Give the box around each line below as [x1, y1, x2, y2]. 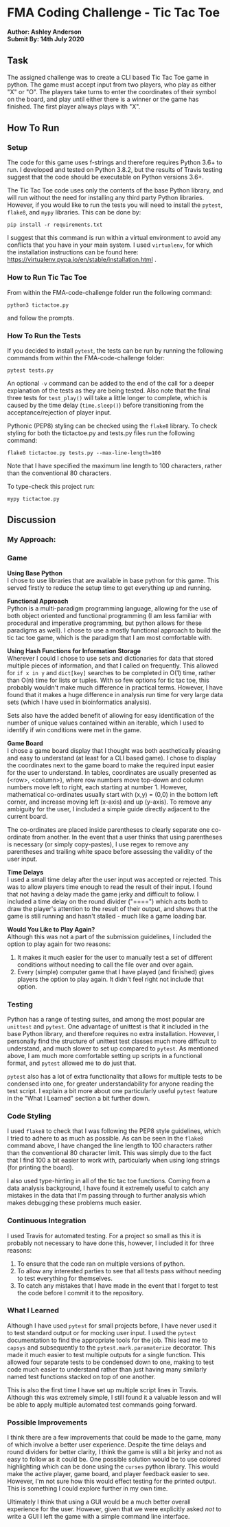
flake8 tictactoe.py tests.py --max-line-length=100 [7, 450, 161, 457]
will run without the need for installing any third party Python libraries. [7, 194, 205, 202]
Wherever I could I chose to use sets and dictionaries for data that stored [7, 654, 214, 662]
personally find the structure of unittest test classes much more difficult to [7, 1037, 217, 1045]
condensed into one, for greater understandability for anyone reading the [7, 1079, 214, 1088]
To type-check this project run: [7, 483, 95, 491]
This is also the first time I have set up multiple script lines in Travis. [7, 1385, 198, 1394]
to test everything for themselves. [16, 1274, 113, 1282]
